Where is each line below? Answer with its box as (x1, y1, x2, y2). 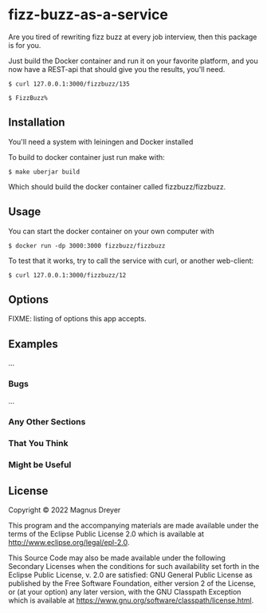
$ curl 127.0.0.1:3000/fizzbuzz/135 (8, 80, 130, 88)
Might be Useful (8, 460, 72, 471)
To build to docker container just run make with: (8, 152, 165, 161)
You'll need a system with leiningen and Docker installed (8, 137, 194, 146)
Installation (8, 116, 65, 129)
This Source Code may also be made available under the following (8, 553, 226, 563)
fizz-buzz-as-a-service (8, 6, 169, 24)
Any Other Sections (8, 416, 86, 428)
